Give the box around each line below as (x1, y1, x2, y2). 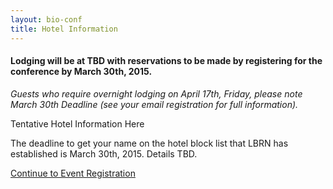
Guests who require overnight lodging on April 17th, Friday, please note (10, 87, 303, 100)
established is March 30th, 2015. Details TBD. (10, 147, 198, 160)
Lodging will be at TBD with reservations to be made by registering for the (10, 55, 323, 67)
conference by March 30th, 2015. (10, 66, 153, 78)
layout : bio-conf (10, 14, 83, 25)
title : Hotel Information (10, 24, 118, 34)
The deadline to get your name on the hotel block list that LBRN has (10, 137, 289, 149)
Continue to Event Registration (10, 167, 136, 179)
